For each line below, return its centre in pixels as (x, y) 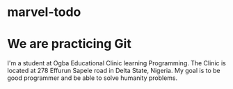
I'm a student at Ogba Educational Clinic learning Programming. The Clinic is (116, 63)
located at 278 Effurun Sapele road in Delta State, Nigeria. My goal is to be (114, 71)
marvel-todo (44, 12)
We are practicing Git (70, 44)
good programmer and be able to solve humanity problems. (93, 78)
